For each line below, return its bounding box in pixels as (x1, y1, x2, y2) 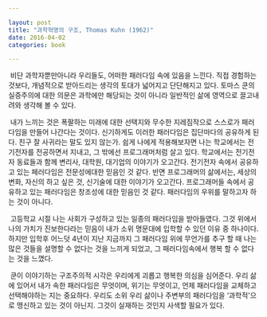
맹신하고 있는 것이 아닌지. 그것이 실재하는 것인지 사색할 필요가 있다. (16, 300, 225, 311)
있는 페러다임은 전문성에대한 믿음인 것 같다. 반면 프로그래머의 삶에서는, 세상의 (16, 167, 257, 177)
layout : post (8, 18, 52, 26)
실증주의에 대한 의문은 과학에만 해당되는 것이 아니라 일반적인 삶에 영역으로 (8, 91, 238, 100)
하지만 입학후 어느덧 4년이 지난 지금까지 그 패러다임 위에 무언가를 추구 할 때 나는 (8, 234, 257, 244)
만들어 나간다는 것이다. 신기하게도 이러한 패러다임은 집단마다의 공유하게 (29, 127, 251, 137)
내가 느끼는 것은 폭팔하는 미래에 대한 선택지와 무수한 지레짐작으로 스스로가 (10, 117, 241, 127)
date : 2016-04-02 (8, 33, 66, 41)
